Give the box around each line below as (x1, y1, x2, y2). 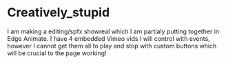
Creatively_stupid (7, 5, 110, 20)
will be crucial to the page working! (7, 49, 107, 57)
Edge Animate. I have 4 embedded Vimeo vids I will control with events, (7, 34, 210, 42)
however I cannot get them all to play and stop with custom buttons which (7, 42, 217, 50)
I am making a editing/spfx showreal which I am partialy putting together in (7, 27, 219, 35)
